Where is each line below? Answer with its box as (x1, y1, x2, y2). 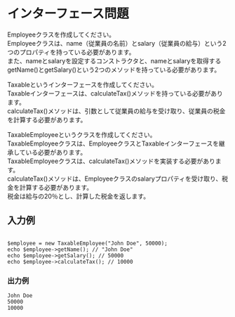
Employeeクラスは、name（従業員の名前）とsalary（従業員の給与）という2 (7, 39, 227, 47)
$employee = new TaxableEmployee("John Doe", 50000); (7, 240, 168, 247)
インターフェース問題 (7, 6, 129, 22)
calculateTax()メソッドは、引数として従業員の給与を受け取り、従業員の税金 (7, 106, 226, 115)
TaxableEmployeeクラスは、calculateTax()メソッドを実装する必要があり (7, 157, 216, 165)
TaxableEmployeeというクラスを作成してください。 (7, 130, 156, 138)
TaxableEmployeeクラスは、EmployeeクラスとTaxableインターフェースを (7, 139, 220, 148)
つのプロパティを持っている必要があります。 (7, 48, 135, 56)
